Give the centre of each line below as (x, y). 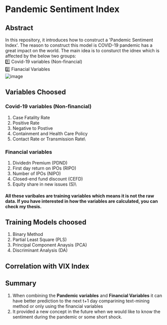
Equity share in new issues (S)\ (44, 184)
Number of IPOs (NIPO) (37, 173)
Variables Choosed (36, 92)
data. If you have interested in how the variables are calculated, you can (81, 201)
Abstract (19, 28)
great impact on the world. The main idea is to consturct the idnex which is (82, 51)
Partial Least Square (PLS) (40, 239)
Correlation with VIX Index (47, 266)
